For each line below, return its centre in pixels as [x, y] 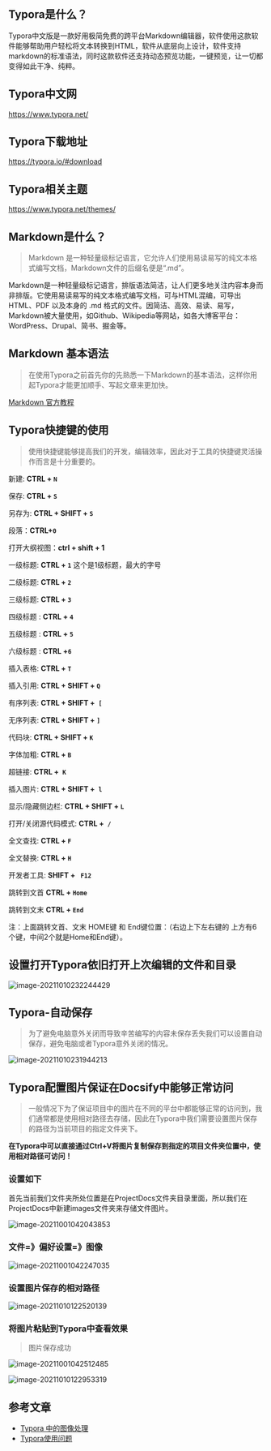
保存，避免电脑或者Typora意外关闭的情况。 [100, 1044]
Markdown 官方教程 [41, 402]
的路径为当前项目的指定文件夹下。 [85, 1129]
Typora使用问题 [46, 1439]
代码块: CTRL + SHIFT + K [51, 737]
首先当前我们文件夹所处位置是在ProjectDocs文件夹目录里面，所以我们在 [128, 1198]
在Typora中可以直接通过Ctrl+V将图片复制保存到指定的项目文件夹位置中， [131, 1146]
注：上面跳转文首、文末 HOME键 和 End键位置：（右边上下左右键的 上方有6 [133, 926]
